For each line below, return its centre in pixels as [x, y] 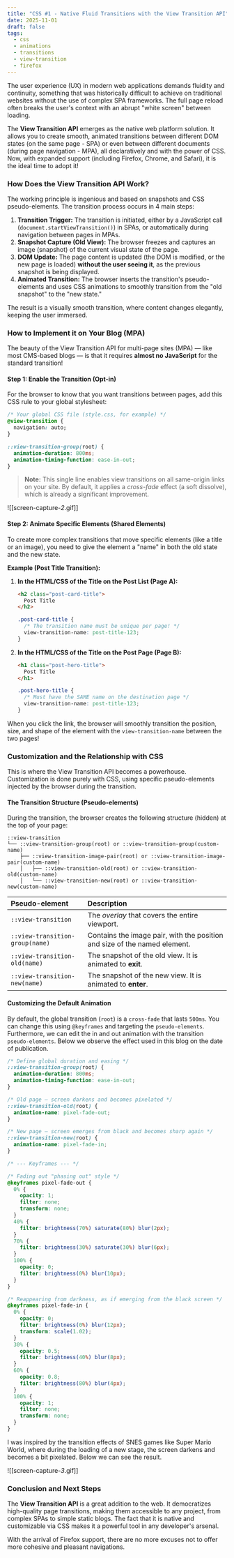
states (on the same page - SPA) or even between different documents [109, 143]
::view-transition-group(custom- [171, 844]
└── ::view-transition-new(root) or [85, 881]
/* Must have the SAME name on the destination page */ [107, 697]
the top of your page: [38, 825]
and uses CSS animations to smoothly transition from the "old [133, 286]
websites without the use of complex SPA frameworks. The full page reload [115, 100]
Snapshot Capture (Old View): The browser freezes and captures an [116, 242]
